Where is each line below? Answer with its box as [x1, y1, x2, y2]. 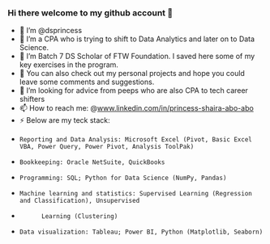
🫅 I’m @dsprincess [19, 26, 83, 36]
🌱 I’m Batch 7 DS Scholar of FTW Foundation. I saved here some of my [19, 52, 255, 61]
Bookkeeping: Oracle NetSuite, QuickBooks [19, 158, 165, 166]
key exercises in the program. [19, 60, 119, 69]
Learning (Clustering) [41, 212, 118, 221]
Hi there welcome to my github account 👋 [7, 7, 174, 19]
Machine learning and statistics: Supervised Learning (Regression [19, 190, 252, 198]
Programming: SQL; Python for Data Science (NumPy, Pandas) [19, 174, 227, 183]
